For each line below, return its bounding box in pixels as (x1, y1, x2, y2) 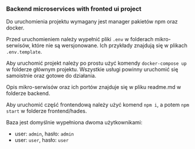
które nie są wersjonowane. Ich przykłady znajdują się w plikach (31, 42, 187, 49)
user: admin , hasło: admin (14, 130, 74, 137)
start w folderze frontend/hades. (6, 108, 87, 115)
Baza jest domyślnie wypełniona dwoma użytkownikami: (6, 119, 143, 126)
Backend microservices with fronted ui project (6, 5, 142, 13)
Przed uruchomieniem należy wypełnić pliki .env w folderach (6, 36, 154, 43)
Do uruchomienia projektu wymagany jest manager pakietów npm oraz (6, 18, 178, 25)
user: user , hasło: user (14, 137, 69, 144)
